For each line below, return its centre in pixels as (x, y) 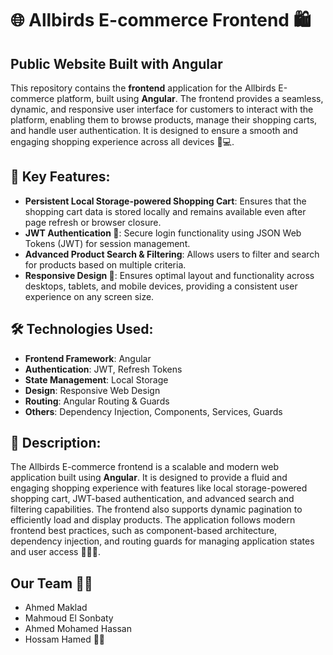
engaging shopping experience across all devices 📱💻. (122, 141)
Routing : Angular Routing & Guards (97, 401)
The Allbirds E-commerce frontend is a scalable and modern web (144, 467)
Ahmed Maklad (56, 608)
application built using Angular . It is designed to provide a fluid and (149, 478)
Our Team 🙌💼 (51, 583)
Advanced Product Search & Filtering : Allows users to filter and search (172, 254)
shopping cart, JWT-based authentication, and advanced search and (152, 499)
